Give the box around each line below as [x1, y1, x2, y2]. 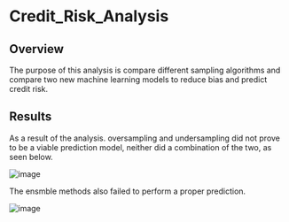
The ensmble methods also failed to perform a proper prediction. [9, 186, 246, 196]
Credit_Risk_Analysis [9, 6, 169, 27]
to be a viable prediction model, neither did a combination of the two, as [9, 142, 272, 152]
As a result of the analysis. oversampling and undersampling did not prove [9, 133, 281, 143]
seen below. [9, 151, 53, 162]
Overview [9, 42, 65, 57]
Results [9, 109, 52, 125]
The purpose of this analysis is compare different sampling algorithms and [9, 65, 281, 75]
